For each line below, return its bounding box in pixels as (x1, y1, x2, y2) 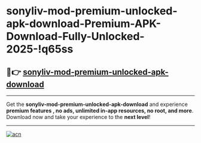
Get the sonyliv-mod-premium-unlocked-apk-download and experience (6, 101, 188, 108)
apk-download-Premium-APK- (6, 17, 162, 31)
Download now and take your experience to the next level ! (6, 114, 151, 120)
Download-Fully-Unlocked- (6, 30, 145, 43)
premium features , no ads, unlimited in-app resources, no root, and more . (6, 107, 194, 114)
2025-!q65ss (6, 42, 74, 56)
